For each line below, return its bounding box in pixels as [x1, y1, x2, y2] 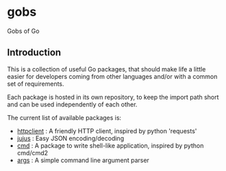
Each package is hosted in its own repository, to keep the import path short [7, 93, 219, 101]
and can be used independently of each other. [7, 100, 138, 109]
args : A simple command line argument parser [16, 156, 149, 164]
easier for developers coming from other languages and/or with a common [7, 72, 218, 80]
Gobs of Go [7, 27, 40, 35]
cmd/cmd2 [16, 148, 49, 157]
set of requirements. [7, 80, 64, 88]
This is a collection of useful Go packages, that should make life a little [7, 65, 206, 73]
